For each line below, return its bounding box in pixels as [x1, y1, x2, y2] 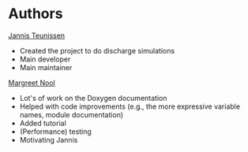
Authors [8, 5, 63, 23]
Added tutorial [19, 118, 67, 128]
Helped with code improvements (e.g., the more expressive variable [19, 102, 241, 111]
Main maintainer [19, 62, 73, 72]
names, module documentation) [19, 109, 124, 119]
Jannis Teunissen [8, 31, 66, 40]
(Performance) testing [19, 127, 92, 136]
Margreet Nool [8, 78, 55, 87]
